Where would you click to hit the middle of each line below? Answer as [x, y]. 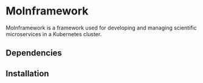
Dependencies [34, 53]
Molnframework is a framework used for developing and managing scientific [101, 28]
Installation [27, 73]
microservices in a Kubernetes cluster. [54, 34]
